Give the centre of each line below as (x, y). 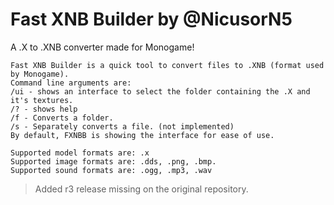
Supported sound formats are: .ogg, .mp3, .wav (111, 170)
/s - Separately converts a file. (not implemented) (122, 126)
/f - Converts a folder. (62, 118)
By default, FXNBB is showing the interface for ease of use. (142, 135)
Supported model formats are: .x (80, 153)
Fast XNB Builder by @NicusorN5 (151, 19)
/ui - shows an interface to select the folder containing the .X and (160, 91)
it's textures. (42, 100)
